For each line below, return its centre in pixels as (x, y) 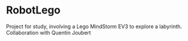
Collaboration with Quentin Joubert (48, 32)
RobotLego (33, 10)
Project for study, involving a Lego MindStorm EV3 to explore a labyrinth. (94, 26)
